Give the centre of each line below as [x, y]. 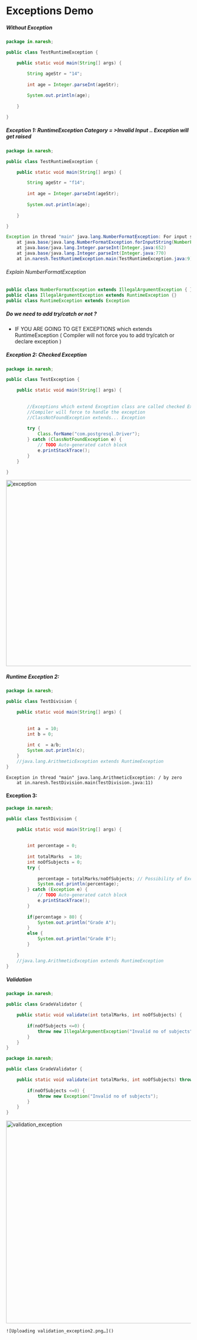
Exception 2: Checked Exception [46, 355]
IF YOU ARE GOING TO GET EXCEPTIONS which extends [83, 329]
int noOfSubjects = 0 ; [55, 862]
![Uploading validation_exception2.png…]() [60, 1331]
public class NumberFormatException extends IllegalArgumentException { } [99, 290]
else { [35, 933]
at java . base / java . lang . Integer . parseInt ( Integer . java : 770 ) [91, 253]
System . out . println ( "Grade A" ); [77, 923]
